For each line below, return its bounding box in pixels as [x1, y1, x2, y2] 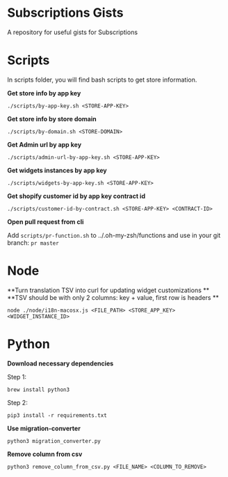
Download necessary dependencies [7, 359, 114, 368]
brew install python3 [7, 386, 70, 393]
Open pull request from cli [7, 218, 84, 226]
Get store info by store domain [7, 114, 97, 123]
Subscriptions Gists [7, 5, 124, 21]
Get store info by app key [7, 89, 81, 97]
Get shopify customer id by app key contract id [7, 192, 146, 200]
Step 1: [7, 372, 26, 381]
